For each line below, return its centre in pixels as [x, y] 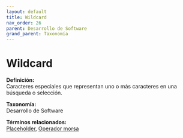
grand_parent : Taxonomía [37, 34]
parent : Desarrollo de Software [46, 28]
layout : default [26, 12]
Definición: [20, 80]
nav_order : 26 [24, 23]
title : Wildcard [26, 17]
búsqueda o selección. [34, 93]
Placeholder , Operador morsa [43, 128]
